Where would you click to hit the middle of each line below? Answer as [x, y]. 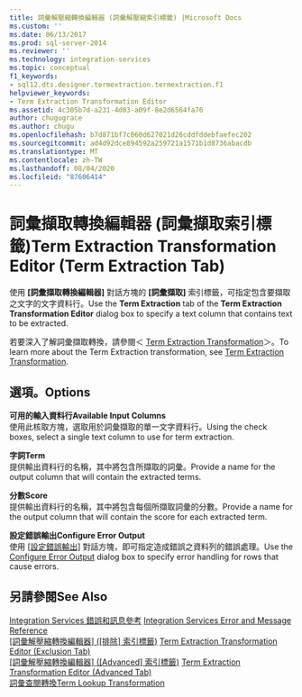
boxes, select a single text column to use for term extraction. [122, 437]
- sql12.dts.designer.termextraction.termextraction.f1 [116, 85]
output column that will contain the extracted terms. [105, 477]
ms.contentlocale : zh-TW [56, 160]
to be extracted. [39, 323]
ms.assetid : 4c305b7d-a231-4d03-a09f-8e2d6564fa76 [106, 110]
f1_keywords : [34, 77]
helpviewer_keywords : [50, 93]
